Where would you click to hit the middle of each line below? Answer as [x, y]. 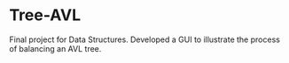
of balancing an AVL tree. [55, 48]
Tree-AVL [45, 15]
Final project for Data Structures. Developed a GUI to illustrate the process [145, 39]
